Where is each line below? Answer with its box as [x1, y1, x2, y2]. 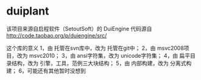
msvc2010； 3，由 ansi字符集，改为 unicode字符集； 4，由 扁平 [29, 52, 191, 59]
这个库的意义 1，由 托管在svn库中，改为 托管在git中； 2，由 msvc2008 [6, 44, 185, 52]
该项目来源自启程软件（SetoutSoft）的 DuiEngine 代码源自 [6, 25, 152, 32]
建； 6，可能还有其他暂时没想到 [6, 67, 86, 74]
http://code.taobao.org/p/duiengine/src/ [6, 32, 107, 39]
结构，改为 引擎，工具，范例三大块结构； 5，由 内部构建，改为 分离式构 [11, 59, 192, 67]
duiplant [6, 4, 49, 18]
